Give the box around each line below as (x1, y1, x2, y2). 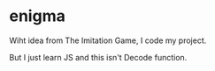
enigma (9, 6, 66, 26)
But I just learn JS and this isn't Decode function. (9, 52, 188, 62)
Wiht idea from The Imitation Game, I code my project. (9, 35, 207, 46)
